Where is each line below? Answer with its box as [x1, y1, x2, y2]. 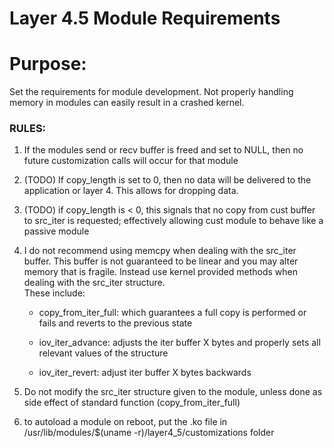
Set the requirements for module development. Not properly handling [9, 86, 294, 98]
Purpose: [9, 53, 87, 76]
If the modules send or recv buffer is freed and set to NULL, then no [23, 144, 304, 156]
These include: [23, 287, 86, 299]
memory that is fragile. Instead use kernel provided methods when [23, 266, 299, 278]
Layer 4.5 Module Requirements [9, 7, 281, 30]
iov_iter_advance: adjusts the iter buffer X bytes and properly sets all [38, 337, 321, 349]
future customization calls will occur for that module [23, 155, 239, 167]
